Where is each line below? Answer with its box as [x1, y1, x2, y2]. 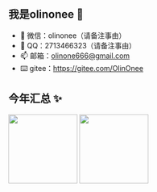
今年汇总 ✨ [8, 92, 63, 106]
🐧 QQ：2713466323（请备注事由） [19, 40, 137, 50]
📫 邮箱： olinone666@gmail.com [19, 51, 130, 61]
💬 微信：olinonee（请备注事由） [19, 31, 126, 40]
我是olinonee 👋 [8, 7, 85, 22]
